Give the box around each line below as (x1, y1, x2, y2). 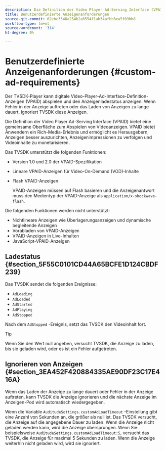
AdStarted (12, 302, 33, 307)
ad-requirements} (5, 77, 81, 88)
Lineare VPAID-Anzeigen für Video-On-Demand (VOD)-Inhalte (12, 168, 139, 174)
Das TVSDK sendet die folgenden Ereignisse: (5, 281, 97, 287)
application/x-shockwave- (103, 193, 157, 198)
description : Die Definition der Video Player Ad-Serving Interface (5, 7, 149, 12)
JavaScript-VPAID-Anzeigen (12, 238, 70, 244)
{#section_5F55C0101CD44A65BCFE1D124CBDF (5, 260, 159, 269)
